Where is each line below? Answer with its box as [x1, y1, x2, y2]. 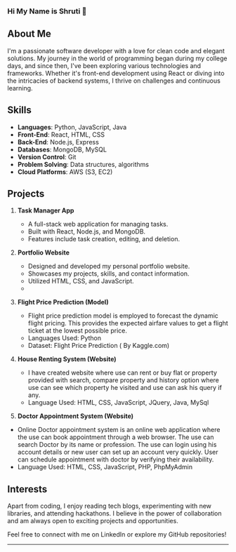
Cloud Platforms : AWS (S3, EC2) [17, 168, 113, 176]
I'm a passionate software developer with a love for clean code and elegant [7, 46, 225, 55]
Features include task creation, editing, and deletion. [27, 235, 181, 243]
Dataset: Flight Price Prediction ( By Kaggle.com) [27, 342, 170, 350]
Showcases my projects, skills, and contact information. [27, 269, 190, 278]
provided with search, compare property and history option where [27, 376, 220, 384]
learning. [7, 83, 33, 92]
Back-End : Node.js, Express [17, 137, 100, 146]
